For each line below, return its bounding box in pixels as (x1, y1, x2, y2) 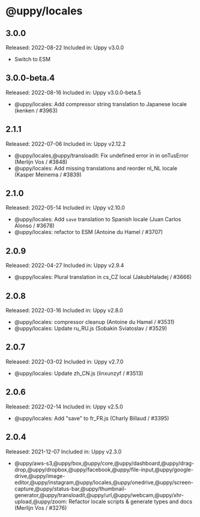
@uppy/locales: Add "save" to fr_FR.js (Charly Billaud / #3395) (14, 414, 169, 422)
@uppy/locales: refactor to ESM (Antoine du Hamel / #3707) (14, 229, 163, 236)
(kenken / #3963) (14, 107, 58, 114)
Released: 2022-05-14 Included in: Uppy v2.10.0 (5, 204, 126, 211)
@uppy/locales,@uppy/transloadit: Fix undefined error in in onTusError (14, 152, 189, 159)
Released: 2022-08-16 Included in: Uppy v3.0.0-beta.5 (5, 89, 142, 96)
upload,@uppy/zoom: (14, 498, 67, 505)
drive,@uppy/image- (14, 472, 65, 479)
